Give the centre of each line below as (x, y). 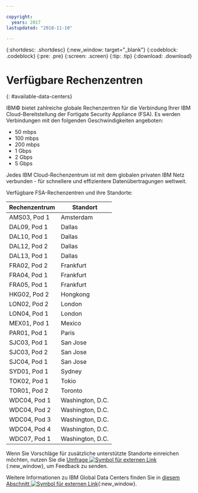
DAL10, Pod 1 (29, 236)
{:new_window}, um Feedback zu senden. (57, 466)
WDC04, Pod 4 (30, 429)
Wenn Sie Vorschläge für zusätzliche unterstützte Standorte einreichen (92, 453)
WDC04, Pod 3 (30, 420)
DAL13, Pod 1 (29, 256)
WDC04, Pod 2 (30, 410)
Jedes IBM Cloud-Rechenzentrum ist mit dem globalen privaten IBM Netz (95, 175)
